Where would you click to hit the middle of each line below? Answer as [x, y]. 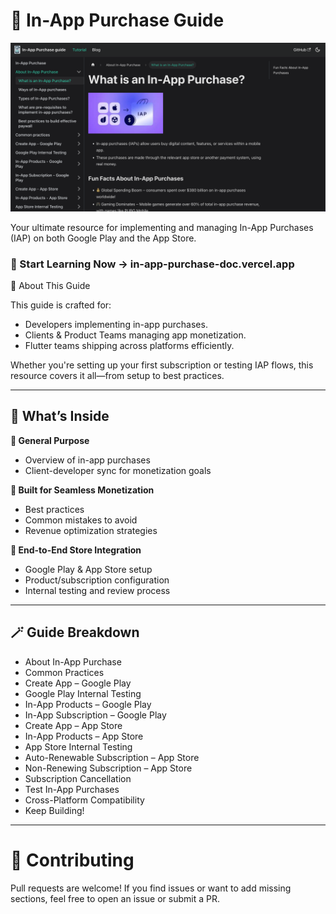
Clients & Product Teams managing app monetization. [135, 335]
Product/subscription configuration [97, 580]
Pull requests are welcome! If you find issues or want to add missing [151, 888]
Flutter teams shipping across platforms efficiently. [129, 345]
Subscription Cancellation [78, 778]
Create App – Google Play [78, 683]
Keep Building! [54, 810]
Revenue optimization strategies [91, 530]
